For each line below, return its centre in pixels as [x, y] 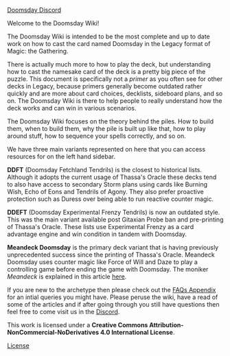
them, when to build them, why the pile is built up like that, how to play [106, 129]
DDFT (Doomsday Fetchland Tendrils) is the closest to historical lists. [105, 170]
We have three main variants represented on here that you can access [106, 149]
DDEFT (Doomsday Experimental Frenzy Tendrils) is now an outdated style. [114, 212]
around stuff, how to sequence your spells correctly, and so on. [97, 136]
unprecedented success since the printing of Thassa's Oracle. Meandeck [111, 254]
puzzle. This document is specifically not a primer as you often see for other [115, 79]
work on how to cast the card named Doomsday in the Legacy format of [109, 44]
